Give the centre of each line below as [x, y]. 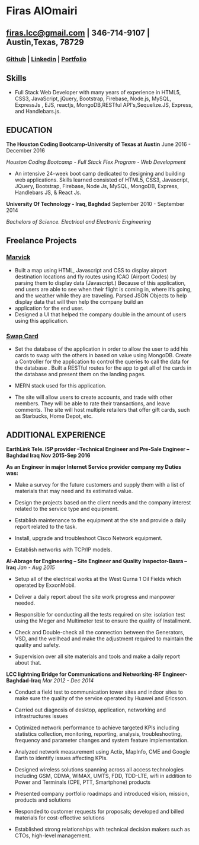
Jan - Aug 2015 [36, 567]
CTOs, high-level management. [53, 836]
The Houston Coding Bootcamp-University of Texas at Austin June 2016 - [99, 144]
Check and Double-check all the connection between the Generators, [99, 632]
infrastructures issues [41, 716]
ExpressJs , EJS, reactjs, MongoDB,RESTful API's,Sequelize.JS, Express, [104, 105]
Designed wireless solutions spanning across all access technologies [99, 769]
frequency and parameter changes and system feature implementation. [102, 740]
